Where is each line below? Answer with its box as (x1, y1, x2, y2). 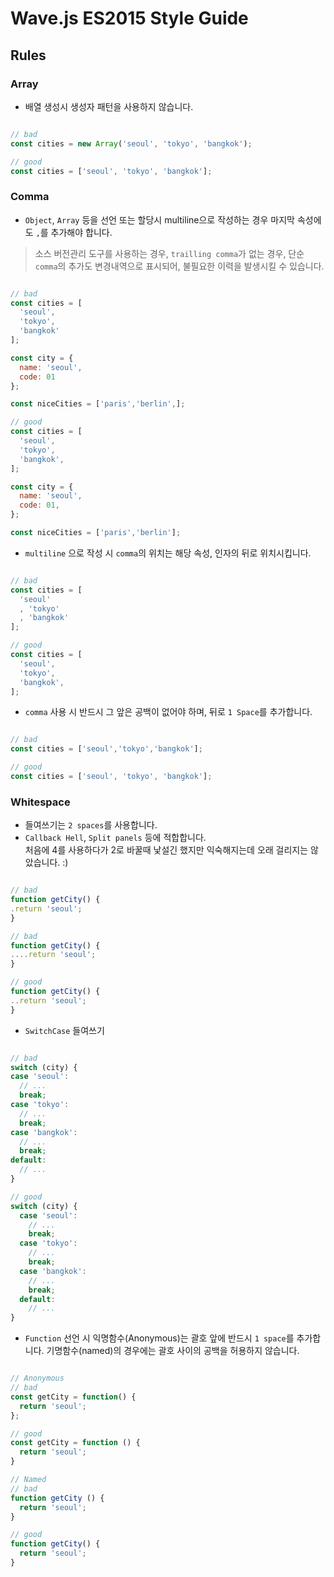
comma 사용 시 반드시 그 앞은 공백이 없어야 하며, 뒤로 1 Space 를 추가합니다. (24, 706, 313, 718)
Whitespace (10, 795, 71, 809)
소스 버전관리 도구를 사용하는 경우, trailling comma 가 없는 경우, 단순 (34, 247, 305, 259)
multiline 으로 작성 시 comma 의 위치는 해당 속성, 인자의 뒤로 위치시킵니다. (24, 547, 312, 559)
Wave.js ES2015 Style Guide (10, 7, 249, 30)
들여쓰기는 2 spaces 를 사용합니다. (24, 819, 158, 831)
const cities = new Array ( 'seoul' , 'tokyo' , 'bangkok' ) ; (10, 138, 253, 149)
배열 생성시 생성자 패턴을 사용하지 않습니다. (24, 100, 194, 112)
